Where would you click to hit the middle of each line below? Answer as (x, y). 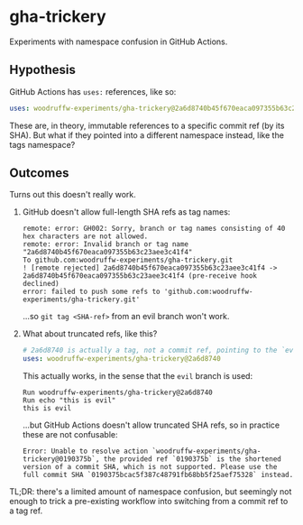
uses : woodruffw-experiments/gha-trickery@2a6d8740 (121, 359)
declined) (41, 284)
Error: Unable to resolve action (85, 451)
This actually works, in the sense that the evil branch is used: (138, 376)
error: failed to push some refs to (91, 292)
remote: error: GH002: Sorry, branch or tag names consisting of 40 (154, 229)
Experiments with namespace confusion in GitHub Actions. (119, 41)
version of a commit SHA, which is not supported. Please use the (150, 467)
